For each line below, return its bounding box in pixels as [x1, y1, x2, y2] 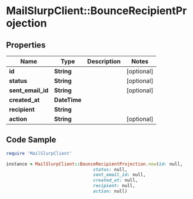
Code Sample [6, 135, 56, 145]
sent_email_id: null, [93, 172, 146, 178]
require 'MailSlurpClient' [6, 150, 72, 156]
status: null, [93, 166, 128, 173]
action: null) [93, 188, 128, 194]
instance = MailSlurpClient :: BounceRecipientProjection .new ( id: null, [6, 161, 183, 167]
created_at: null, [93, 177, 138, 183]
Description [87, 58, 121, 65]
